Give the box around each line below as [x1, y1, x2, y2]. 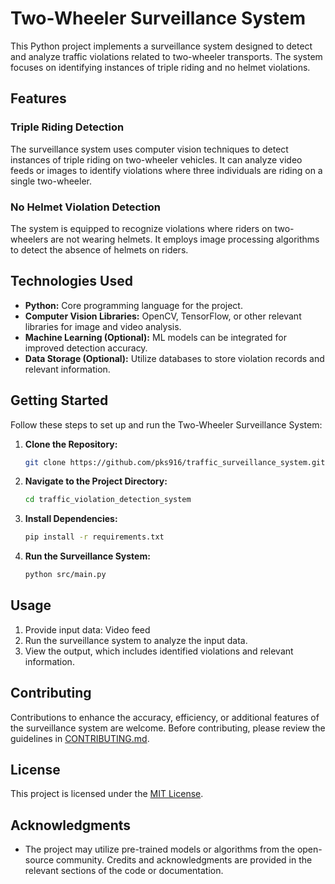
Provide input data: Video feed [24, 623, 151, 636]
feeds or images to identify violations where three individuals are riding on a [10, 164, 323, 176]
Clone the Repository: [24, 438, 118, 450]
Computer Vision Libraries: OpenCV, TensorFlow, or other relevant [24, 310, 302, 322]
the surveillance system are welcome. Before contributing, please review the [10, 722, 326, 734]
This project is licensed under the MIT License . [10, 788, 204, 800]
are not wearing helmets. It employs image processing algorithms [50, 233, 320, 245]
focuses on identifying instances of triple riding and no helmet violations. [10, 61, 311, 73]
